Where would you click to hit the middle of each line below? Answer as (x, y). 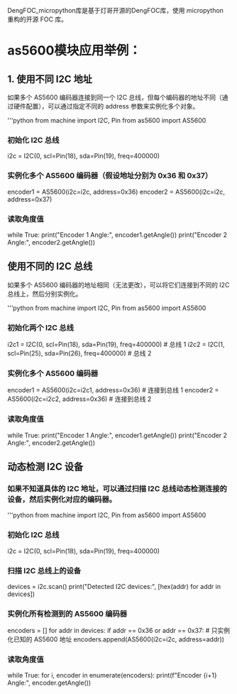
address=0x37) (30, 199)
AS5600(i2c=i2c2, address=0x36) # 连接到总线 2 (79, 399)
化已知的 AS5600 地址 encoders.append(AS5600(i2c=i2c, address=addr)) (116, 639)
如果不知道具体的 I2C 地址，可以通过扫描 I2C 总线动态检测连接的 (117, 488)
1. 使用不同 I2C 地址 (50, 79)
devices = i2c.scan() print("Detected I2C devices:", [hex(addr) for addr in (114, 586)
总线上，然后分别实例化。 (45, 294)
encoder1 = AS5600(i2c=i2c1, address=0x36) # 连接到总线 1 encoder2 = (113, 390)
